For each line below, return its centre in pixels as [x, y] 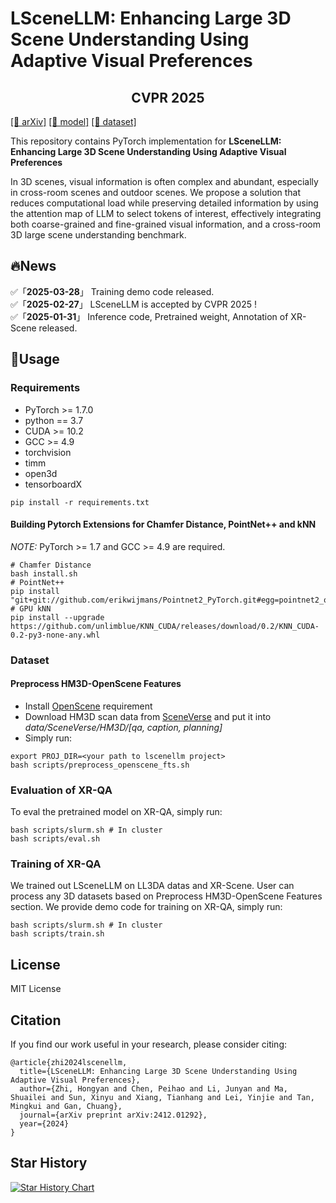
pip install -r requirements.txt [80, 502]
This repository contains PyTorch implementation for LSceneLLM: [146, 141]
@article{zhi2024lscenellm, [69, 1063]
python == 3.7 [54, 420]
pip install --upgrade [57, 617]
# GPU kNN [31, 608]
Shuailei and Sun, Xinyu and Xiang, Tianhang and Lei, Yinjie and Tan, [162, 1098]
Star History [49, 1163]
